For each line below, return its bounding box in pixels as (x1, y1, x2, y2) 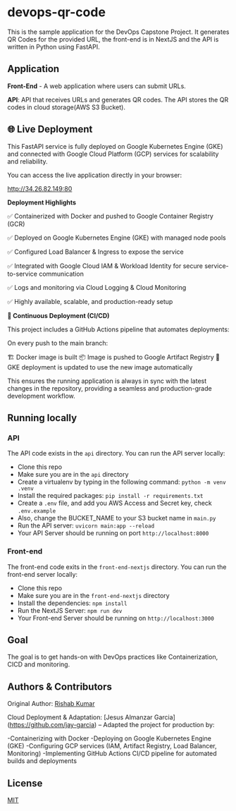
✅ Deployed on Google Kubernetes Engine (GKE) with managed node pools (7, 233, 227, 242)
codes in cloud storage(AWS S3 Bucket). (7, 103, 125, 111)
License (7, 777, 43, 789)
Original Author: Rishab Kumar (7, 700, 95, 708)
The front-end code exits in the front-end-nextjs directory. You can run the (7, 562, 227, 571)
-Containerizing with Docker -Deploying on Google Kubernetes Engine (7, 734, 211, 743)
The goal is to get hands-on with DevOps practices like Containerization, (7, 653, 218, 661)
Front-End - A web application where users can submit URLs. (7, 82, 187, 90)
